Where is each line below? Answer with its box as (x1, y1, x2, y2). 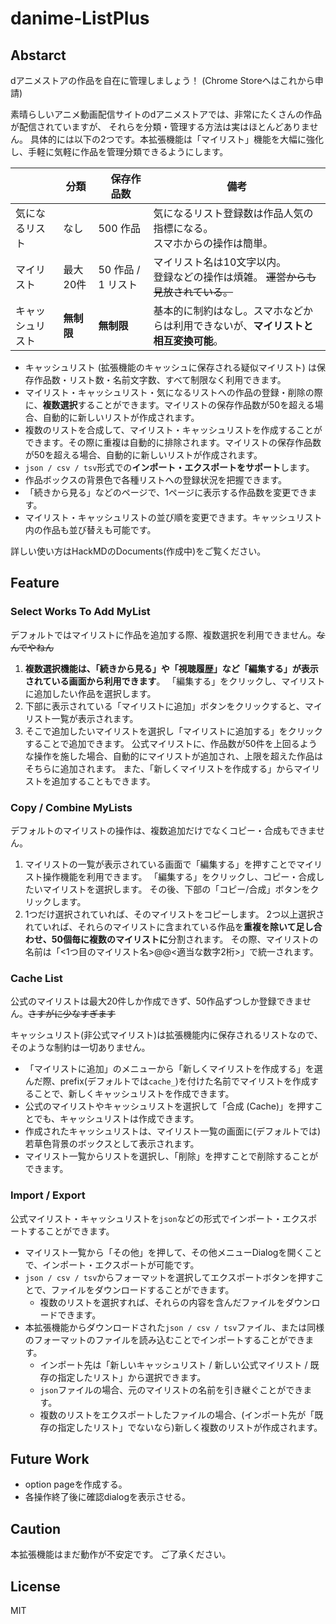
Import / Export (10, 1188, 86, 1202)
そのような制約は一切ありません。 (10, 1042, 151, 1054)
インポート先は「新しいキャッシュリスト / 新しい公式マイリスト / (39, 1358, 308, 1371)
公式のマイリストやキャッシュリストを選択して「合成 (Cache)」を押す (24, 1100, 315, 1112)
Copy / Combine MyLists (10, 800, 133, 814)
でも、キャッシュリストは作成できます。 (33, 1113, 200, 1125)
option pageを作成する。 (24, 1478, 128, 1491)
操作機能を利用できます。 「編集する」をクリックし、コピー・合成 (42, 870, 317, 882)
